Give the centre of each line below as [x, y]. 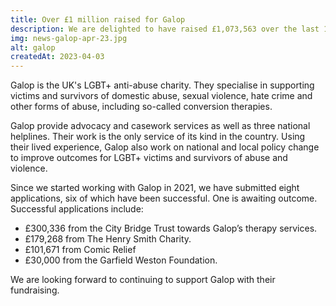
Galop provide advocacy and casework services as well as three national [160, 126]
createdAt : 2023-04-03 [57, 57]
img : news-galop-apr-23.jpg [69, 38]
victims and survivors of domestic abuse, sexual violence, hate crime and [161, 96]
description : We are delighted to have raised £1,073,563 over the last [165, 29]
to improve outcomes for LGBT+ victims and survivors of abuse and [149, 158]
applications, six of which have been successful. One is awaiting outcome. [164, 198]
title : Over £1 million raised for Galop [98, 19]
